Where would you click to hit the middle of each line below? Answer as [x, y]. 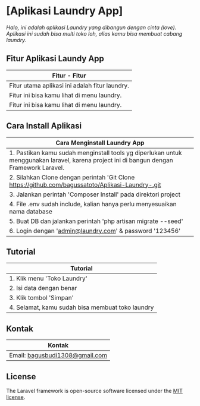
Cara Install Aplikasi [44, 126]
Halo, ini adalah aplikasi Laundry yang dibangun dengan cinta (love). [91, 27]
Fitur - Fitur [69, 75]
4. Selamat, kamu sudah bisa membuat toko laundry [82, 307]
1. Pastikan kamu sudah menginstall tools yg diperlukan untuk [96, 153]
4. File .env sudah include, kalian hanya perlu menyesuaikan [93, 204]
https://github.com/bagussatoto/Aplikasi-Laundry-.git [85, 184]
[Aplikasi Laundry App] [65, 11]
